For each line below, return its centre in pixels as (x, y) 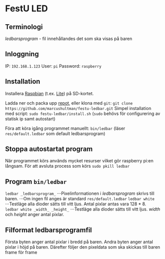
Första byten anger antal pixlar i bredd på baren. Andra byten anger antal (79, 242)
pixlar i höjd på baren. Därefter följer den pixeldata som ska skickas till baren (83, 247)
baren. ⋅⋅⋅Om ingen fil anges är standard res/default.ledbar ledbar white (80, 199)
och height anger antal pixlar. (35, 215)
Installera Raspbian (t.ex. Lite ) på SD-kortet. (49, 93)
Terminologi (24, 27)
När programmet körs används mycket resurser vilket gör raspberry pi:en (79, 161)
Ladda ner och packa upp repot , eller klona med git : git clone (69, 103)
